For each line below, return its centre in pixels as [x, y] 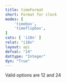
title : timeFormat [24, 10]
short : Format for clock [31, 14]
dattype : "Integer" [25, 56]
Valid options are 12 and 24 [33, 75]
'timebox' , [25, 24]
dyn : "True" [17, 61]
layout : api [17, 47]
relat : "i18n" [20, 42]
